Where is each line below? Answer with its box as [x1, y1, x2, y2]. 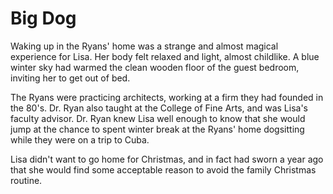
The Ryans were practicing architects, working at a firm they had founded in [10, 91, 324, 103]
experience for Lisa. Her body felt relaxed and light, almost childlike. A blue [10, 50, 320, 62]
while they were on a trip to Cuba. [10, 133, 150, 146]
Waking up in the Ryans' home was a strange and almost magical [10, 40, 279, 52]
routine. [10, 174, 43, 186]
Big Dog [10, 7, 77, 30]
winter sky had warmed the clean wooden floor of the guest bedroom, [10, 61, 300, 73]
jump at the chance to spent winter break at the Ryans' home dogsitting [10, 123, 305, 135]
